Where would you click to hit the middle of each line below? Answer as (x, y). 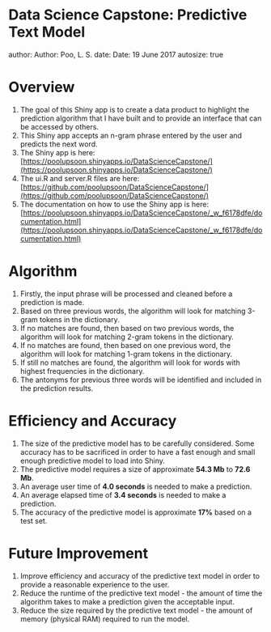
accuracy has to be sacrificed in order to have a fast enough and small (138, 452)
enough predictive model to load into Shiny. (93, 460)
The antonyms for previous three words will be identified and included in (141, 380)
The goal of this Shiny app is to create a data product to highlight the (134, 109)
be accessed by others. (59, 126)
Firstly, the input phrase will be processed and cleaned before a (126, 294)
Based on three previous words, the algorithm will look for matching (133, 311)
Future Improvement (78, 553)
